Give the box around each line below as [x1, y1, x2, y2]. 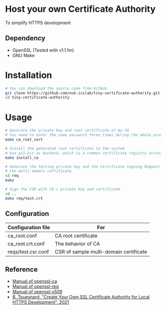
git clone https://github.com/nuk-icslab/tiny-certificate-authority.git [5, 90, 161, 96]
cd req [5, 173, 19, 178]
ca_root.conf [7, 233, 37, 240]
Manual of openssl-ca [12, 278, 57, 284]
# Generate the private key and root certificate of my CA [5, 128, 129, 133]
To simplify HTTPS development [5, 20, 71, 26]
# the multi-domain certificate [5, 169, 72, 173]
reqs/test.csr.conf [7, 248, 49, 255]
